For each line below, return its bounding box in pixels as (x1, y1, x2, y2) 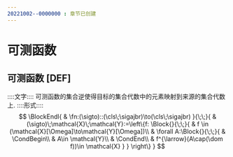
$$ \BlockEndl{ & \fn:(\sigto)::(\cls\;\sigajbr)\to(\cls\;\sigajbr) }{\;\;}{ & (18, 112, 217, 121)
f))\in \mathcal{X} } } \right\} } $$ (69, 142, 166, 150)
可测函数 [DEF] (7, 73, 71, 84)
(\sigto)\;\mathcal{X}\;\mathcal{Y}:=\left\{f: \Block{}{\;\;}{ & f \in (26, 119, 209, 128)
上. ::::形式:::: (7, 100, 44, 109)
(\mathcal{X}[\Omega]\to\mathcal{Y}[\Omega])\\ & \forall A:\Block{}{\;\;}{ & (9, 127, 226, 135)
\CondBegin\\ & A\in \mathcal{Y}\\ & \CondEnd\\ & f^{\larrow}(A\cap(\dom (11, 134, 224, 143)
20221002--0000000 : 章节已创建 (7, 10, 97, 17)
